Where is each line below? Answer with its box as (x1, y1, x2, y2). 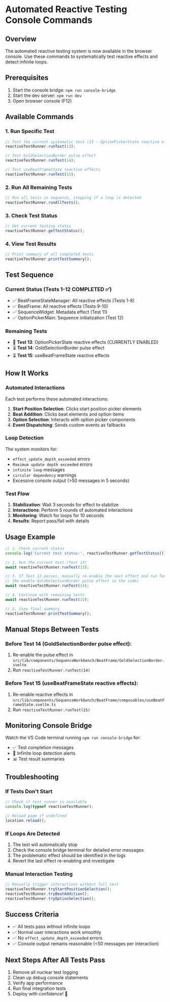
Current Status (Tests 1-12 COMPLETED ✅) (5, 286, 112, 293)
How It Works (5, 369, 49, 378)
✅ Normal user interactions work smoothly (12, 929, 102, 935)
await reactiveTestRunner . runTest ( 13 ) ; (5, 565, 90, 570)
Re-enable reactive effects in (12, 691, 73, 697)
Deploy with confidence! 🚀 (12, 991, 68, 997)
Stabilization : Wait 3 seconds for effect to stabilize (12, 502, 119, 508)
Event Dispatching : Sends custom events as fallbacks (12, 422, 126, 428)
